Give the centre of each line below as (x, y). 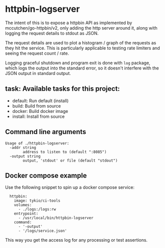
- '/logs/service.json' (43, 231)
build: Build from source (36, 106)
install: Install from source (38, 116)
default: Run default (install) (40, 101)
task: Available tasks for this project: (63, 89)
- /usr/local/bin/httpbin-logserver (56, 218)
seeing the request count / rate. (37, 53)
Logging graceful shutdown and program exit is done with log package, (78, 63)
